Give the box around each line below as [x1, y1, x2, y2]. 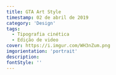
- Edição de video [12, 37, 59, 43]
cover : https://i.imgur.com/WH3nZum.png [6, 43, 111, 49]
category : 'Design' [6, 20, 56, 26]
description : [6, 54, 40, 60]
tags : [6, 25, 20, 32]
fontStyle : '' [6, 59, 43, 65]
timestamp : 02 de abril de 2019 [6, 15, 89, 21]
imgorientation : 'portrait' [6, 48, 78, 54]
